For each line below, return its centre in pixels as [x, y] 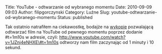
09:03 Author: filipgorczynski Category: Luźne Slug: [58, 12]
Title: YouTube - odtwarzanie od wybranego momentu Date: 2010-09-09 [79, 7]
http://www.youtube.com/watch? [93, 37]
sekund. [13, 47]
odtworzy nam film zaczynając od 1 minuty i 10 [107, 42]
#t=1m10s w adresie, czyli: [32, 37]
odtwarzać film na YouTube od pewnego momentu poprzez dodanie [74, 32]
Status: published [75, 17]
